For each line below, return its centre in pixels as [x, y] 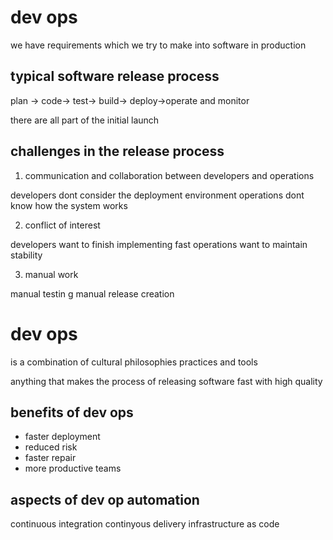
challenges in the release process [117, 151]
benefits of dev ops [72, 412]
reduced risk [51, 447]
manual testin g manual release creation [92, 293]
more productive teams [73, 468]
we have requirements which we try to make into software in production [158, 45]
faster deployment [62, 437]
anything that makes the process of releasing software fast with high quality [166, 381]
